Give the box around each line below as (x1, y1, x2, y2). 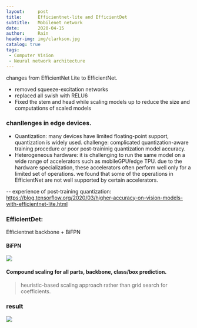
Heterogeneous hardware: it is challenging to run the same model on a (14, 151, 185, 158)
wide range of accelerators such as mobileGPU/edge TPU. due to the (14, 158, 182, 165)
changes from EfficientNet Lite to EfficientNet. (6, 74, 118, 81)
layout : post (6, 8, 49, 15)
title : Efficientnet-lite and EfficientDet (6, 14, 128, 20)
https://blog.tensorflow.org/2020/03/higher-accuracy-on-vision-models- (6, 194, 183, 201)
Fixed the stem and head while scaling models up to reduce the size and (14, 98, 190, 105)
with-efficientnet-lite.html (6, 200, 68, 207)
